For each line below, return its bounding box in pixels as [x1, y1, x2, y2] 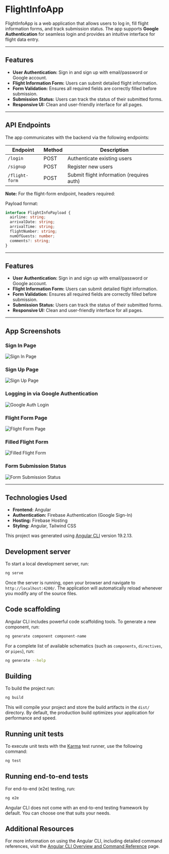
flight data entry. [5, 36, 40, 42]
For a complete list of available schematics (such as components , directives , [5, 643, 162, 649]
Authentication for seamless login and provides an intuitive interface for [5, 31, 155, 37]
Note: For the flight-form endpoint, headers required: [5, 191, 116, 197]
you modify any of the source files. [5, 591, 77, 597]
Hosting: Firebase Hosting [12, 517, 68, 524]
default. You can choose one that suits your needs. [5, 810, 111, 816]
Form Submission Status [5, 463, 66, 470]
